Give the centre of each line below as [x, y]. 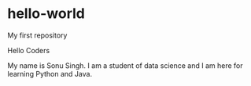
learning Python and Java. [50, 73]
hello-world [46, 14]
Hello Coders [29, 50]
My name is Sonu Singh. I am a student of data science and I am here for [125, 65]
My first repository [37, 35]
